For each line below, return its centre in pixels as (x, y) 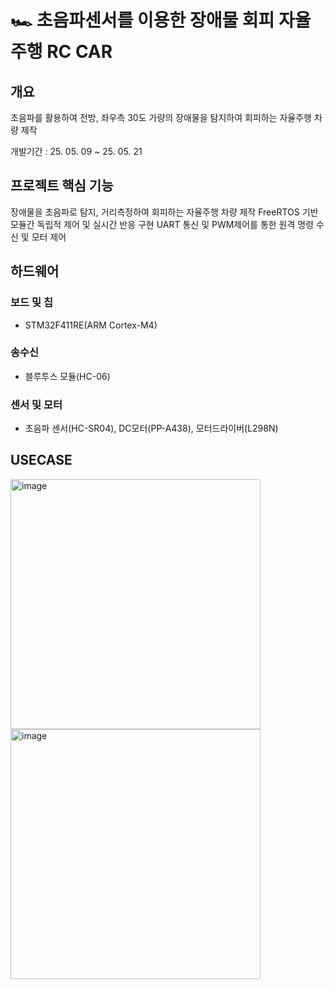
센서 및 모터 (36, 404)
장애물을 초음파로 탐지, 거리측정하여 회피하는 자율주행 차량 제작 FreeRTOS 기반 (164, 212)
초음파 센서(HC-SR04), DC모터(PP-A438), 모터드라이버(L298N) (151, 428)
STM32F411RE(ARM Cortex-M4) (91, 325)
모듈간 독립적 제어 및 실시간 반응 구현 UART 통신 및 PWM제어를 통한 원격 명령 (162, 224)
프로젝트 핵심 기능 (62, 186)
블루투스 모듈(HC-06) (67, 376)
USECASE (41, 460)
